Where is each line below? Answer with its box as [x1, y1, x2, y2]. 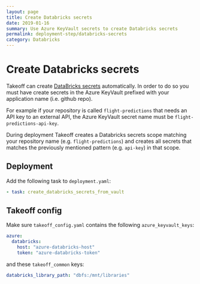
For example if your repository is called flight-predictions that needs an [6, 106, 187, 114]
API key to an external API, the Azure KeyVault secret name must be [6, 113, 174, 120]
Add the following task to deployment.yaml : [6, 177, 111, 184]
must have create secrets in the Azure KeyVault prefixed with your [6, 88, 169, 96]
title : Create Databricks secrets [6, 14, 93, 20]
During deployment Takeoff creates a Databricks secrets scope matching [6, 131, 187, 138]
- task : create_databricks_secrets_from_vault [6, 189, 125, 195]
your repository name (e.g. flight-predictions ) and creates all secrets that [6, 137, 192, 145]
